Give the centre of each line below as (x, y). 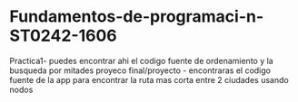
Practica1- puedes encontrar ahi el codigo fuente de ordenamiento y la (142, 60)
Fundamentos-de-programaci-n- (137, 17)
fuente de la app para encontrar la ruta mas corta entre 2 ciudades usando (149, 79)
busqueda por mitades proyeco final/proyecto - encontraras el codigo (140, 70)
